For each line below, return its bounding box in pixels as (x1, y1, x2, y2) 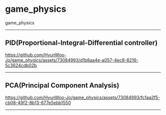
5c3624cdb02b (5, 62, 37, 68)
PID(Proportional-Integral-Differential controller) (5, 38, 158, 47)
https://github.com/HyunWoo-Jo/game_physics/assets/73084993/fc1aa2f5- (5, 94, 161, 100)
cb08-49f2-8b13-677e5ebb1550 (5, 100, 71, 106)
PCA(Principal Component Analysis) (5, 81, 120, 90)
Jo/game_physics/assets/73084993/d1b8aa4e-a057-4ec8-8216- (5, 57, 139, 63)
